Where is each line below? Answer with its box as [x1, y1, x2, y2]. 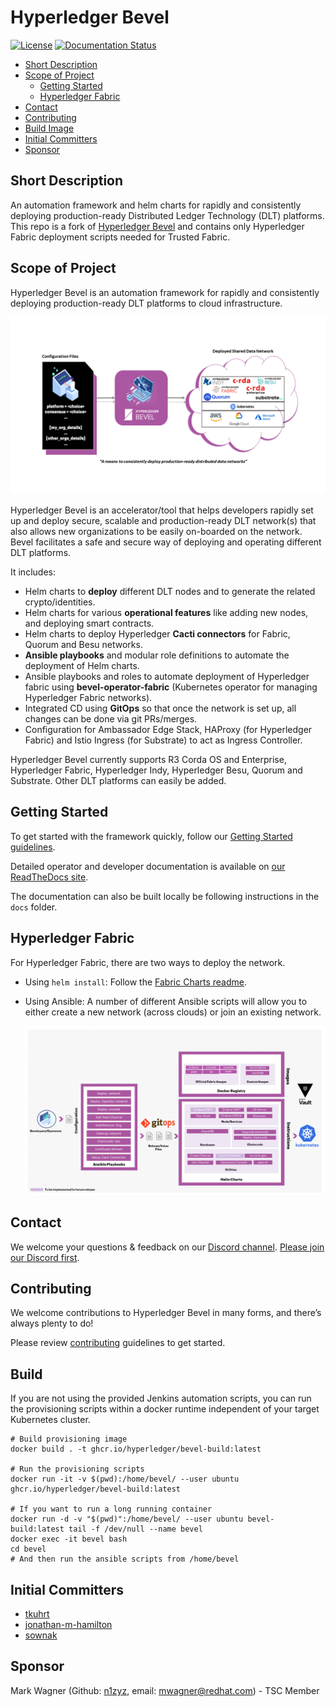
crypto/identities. [24, 596, 96, 608]
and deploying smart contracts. [24, 617, 155, 630]
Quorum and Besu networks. [24, 639, 143, 651]
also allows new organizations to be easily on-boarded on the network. [10, 526, 303, 538]
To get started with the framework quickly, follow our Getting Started [10, 830, 293, 842]
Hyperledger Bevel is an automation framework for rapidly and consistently [10, 286, 320, 298]
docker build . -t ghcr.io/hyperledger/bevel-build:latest [10, 1444, 262, 1455]
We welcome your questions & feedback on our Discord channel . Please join [10, 1241, 325, 1253]
